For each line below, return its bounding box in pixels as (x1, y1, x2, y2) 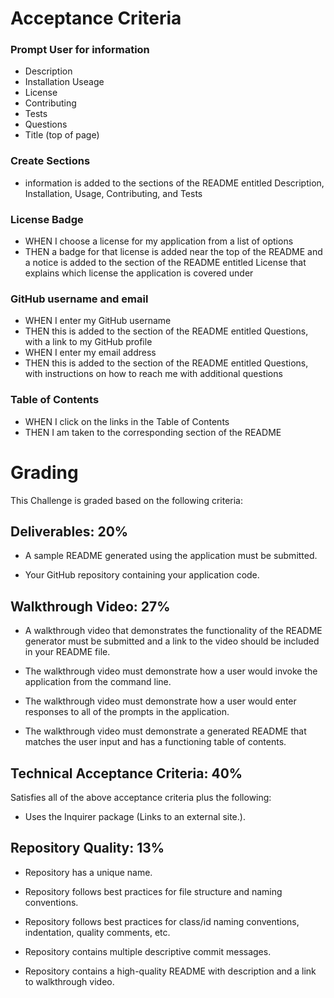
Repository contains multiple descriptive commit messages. (24, 945, 272, 957)
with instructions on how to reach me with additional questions (24, 368, 283, 380)
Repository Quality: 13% (10, 840, 165, 857)
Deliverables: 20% (10, 523, 129, 540)
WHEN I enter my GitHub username (24, 315, 172, 327)
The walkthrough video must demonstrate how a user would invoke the (24, 665, 318, 677)
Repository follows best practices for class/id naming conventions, (24, 915, 300, 927)
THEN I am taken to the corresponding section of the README (24, 426, 282, 438)
